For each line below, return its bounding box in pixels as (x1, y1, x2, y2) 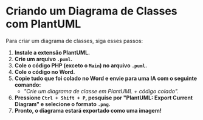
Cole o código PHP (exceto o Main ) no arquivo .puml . (14, 62, 147, 69)
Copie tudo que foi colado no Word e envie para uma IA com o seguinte (14, 75, 198, 82)
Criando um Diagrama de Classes (5, 4, 177, 18)
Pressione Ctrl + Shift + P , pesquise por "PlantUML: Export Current (14, 94, 193, 101)
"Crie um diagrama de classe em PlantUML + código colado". (23, 87, 179, 95)
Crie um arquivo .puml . (14, 55, 73, 62)
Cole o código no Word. (14, 68, 75, 75)
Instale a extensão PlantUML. (14, 48, 91, 56)
